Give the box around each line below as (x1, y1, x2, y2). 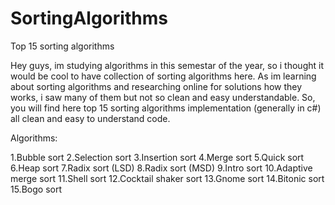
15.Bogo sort (10, 183, 62, 195)
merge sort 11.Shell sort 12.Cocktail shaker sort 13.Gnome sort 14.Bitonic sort (10, 172, 325, 184)
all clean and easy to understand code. (10, 112, 171, 124)
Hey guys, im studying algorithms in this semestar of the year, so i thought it (10, 59, 324, 71)
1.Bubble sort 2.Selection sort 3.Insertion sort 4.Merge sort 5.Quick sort (10, 151, 305, 163)
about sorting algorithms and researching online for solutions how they (10, 80, 303, 92)
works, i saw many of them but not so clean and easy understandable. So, (10, 91, 316, 103)
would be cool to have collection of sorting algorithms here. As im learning (10, 70, 317, 82)
